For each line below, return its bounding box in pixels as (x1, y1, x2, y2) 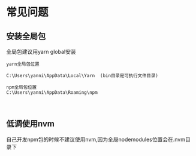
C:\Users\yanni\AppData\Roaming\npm (6, 90, 98, 96)
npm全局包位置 (6, 84, 37, 90)
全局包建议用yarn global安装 (6, 48, 76, 55)
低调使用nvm (6, 119, 55, 129)
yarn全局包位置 (6, 61, 40, 67)
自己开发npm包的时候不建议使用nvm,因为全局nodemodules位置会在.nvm (6, 136, 186, 143)
